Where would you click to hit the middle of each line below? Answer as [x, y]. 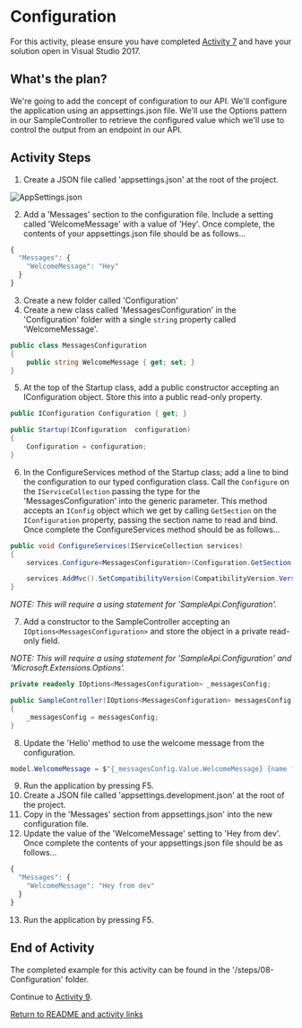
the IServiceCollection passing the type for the [112, 491]
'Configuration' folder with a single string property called [129, 319]
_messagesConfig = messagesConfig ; [93, 717]
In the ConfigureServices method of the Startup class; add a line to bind [156, 472]
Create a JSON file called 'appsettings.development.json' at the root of [154, 795]
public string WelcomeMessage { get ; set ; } [111, 362]
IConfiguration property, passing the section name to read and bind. [151, 519]
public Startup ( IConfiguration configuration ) [101, 430]
